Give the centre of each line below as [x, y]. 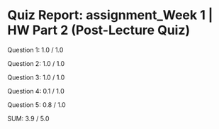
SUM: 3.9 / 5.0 [28, 118]
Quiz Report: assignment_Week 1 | [110, 15]
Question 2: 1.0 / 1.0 [36, 63]
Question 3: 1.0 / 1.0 [36, 77]
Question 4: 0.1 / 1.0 [36, 91]
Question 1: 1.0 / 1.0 [35, 50]
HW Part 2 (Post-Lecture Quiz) [99, 30]
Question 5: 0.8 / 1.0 [36, 105]
